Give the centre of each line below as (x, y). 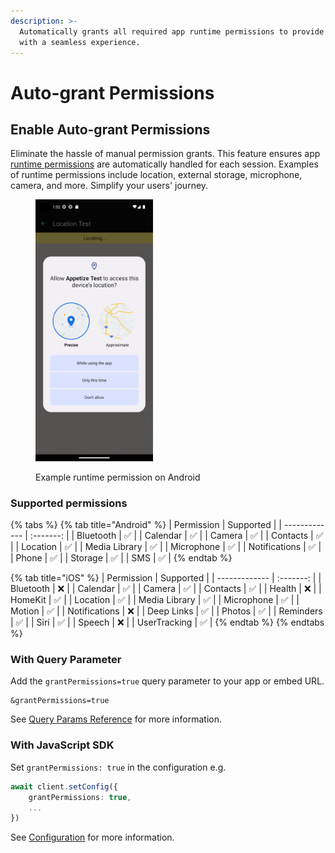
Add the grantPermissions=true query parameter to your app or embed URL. (167, 681)
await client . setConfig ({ (64, 786)
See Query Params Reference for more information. (116, 719)
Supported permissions (69, 503)
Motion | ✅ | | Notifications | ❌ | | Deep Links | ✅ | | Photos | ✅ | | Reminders (166, 611)
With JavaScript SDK (62, 745)
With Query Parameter (66, 660)
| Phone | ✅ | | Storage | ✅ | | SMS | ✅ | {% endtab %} (121, 558)
